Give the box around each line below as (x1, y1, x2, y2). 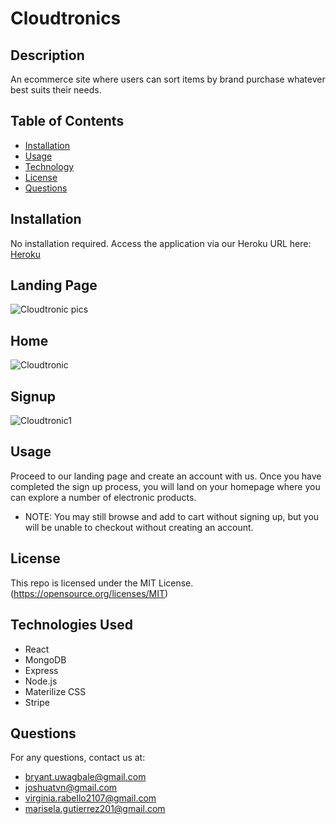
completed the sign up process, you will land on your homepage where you (10, 480, 321, 492)
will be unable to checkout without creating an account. (24, 521, 254, 533)
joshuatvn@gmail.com (24, 782, 118, 794)
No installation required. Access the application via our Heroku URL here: (10, 237, 312, 249)
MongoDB (24, 653, 67, 666)
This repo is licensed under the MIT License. (10, 577, 194, 589)
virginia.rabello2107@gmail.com (24, 792, 157, 804)
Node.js (24, 675, 58, 687)
